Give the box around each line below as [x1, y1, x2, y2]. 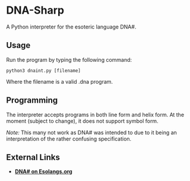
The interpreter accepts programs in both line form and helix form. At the [6, 111, 185, 118]
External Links [6, 152, 61, 162]
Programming [6, 96, 58, 106]
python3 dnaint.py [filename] [6, 68, 81, 74]
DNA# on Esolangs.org [14, 168, 72, 175]
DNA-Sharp [6, 4, 64, 17]
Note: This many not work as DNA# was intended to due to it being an [6, 129, 177, 136]
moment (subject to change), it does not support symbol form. [6, 117, 159, 125]
